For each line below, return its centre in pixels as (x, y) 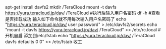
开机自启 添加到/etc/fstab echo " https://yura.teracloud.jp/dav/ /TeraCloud (80, 36)
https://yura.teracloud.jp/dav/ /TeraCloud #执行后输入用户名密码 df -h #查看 (83, 13)
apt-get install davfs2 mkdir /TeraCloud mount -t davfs (61, 7)
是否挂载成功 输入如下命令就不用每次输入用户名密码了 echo (66, 19)
